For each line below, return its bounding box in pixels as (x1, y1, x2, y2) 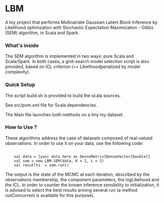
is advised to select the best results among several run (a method (5, 187, 137, 193)
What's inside (5, 42, 39, 49)
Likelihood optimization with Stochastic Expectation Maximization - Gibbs (5, 24, 154, 30)
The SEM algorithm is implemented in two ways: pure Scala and (5, 53, 134, 59)
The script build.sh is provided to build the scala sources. (5, 92, 121, 99)
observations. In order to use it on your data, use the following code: (5, 140, 144, 146)
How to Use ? (5, 124, 37, 131)
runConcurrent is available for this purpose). (5, 192, 95, 198)
